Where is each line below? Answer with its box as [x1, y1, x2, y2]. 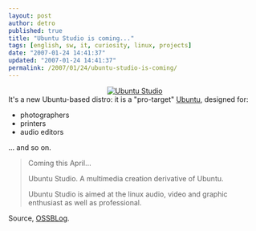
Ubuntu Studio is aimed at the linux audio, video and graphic [27, 189, 228, 199]
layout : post [8, 11, 52, 20]
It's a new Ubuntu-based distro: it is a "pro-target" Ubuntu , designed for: [8, 94, 249, 104]
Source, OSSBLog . [8, 213, 70, 223]
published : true [8, 26, 63, 34]
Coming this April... [27, 158, 91, 168]
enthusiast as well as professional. [27, 197, 142, 207]
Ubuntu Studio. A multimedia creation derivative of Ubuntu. [27, 173, 224, 183]
